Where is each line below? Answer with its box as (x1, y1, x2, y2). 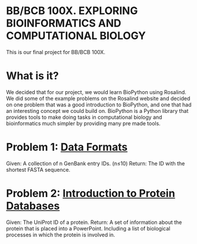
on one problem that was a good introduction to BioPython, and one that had (6, 101, 192, 108)
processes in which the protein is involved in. (6, 231, 116, 238)
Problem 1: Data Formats (6, 141, 128, 154)
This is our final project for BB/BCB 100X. (6, 48, 106, 55)
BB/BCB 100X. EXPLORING (6, 4, 138, 18)
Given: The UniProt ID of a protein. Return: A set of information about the (6, 219, 182, 226)
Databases (6, 199, 60, 212)
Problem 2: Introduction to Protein (6, 187, 175, 200)
